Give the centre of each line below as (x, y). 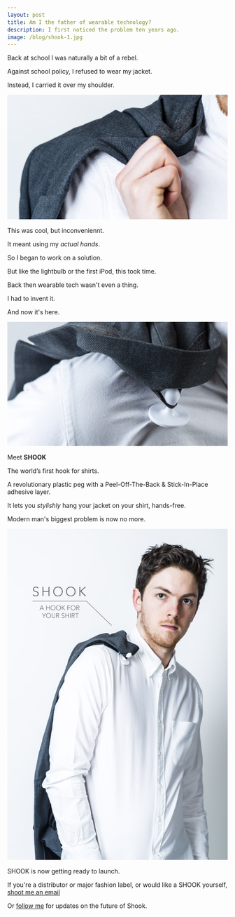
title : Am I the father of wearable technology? (79, 22)
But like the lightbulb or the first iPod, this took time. (82, 271)
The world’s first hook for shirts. (53, 471)
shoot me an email (34, 892)
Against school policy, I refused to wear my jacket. (80, 72)
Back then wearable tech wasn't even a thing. (73, 285)
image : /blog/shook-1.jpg (45, 37)
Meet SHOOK (27, 457)
